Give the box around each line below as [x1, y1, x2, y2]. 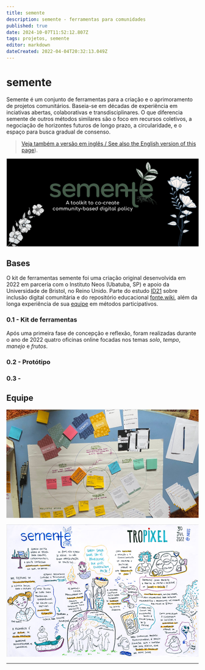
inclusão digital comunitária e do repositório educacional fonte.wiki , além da [6, 294, 198, 301]
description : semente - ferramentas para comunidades [6, 16, 146, 23]
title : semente [6, 10, 45, 16]
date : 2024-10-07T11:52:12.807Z [6, 29, 88, 35]
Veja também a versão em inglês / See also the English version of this [21, 140, 196, 147]
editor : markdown [6, 42, 51, 48]
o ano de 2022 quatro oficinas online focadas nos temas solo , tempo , [6, 336, 181, 343]
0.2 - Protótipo [6, 358, 51, 366]
